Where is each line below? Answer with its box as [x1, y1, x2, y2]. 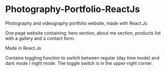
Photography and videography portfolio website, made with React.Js [5, 20, 147, 26]
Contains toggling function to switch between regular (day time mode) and [5, 54, 160, 61]
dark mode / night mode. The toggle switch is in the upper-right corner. [5, 60, 153, 66]
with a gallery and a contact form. [5, 35, 75, 41]
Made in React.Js [5, 45, 41, 51]
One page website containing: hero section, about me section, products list [5, 30, 161, 36]
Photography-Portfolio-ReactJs [5, 4, 140, 15]
